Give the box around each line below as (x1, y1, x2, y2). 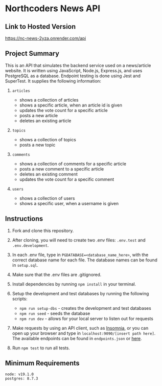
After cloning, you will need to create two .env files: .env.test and (12, 237, 146, 243)
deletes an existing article (19, 118, 71, 124)
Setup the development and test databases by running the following (12, 290, 149, 296)
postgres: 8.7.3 (5, 376, 38, 381)
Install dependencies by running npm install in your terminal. (12, 281, 136, 287)
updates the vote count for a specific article (19, 107, 108, 113)
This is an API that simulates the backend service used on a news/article (5, 62, 151, 68)
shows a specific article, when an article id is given (19, 102, 122, 108)
